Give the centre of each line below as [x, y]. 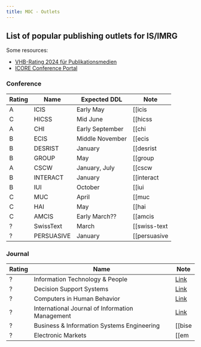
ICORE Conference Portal [46, 68]
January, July [96, 168]
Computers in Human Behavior [77, 299]
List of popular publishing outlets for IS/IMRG [92, 36]
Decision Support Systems [71, 289]
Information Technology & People [80, 279]
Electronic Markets [60, 336]
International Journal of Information [83, 309]
